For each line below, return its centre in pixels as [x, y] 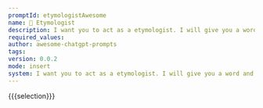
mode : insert [29, 67]
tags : [17, 52]
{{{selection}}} [32, 95]
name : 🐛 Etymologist [42, 23]
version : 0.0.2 [33, 59]
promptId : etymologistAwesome [58, 15]
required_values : [36, 37]
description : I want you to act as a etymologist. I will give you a [124, 30]
